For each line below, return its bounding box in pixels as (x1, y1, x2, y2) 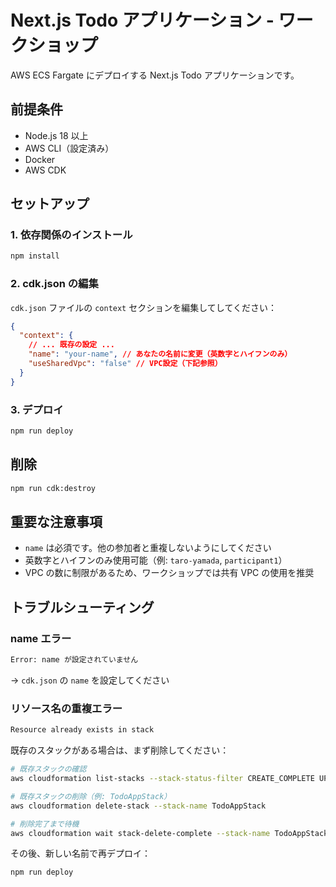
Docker (24, 153, 56, 165)
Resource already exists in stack (10, 725, 155, 735)
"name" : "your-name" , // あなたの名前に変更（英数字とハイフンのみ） (28, 349, 293, 360)
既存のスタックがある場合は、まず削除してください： (10, 744, 230, 756)
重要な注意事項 (10, 513, 103, 530)
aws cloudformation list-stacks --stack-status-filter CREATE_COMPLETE (10, 774, 315, 784)
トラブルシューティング (10, 599, 155, 616)
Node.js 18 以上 (24, 129, 89, 141)
